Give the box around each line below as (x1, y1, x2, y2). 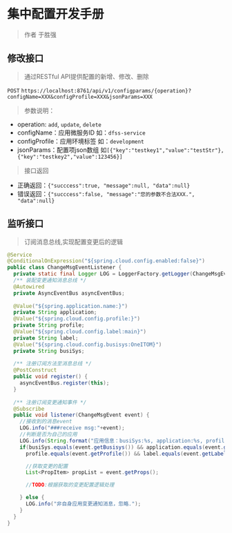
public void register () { (13, 374, 88, 380)
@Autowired (13, 283, 45, 290)
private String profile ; (13, 322, 85, 329)
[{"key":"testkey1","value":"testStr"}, (106, 146, 224, 154)
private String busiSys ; (13, 347, 85, 354)
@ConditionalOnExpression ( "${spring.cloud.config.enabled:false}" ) (7, 258, 206, 264)
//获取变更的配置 (25, 463, 68, 469)
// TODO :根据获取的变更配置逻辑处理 (25, 481, 115, 489)
